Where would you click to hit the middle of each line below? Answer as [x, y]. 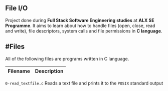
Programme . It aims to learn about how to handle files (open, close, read [80, 25]
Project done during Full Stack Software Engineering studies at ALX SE [80, 20]
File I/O [17, 8]
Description [49, 71]
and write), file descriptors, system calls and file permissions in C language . [84, 31]
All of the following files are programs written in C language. [67, 58]
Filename [19, 71]
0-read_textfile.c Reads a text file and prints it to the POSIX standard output [84, 83]
